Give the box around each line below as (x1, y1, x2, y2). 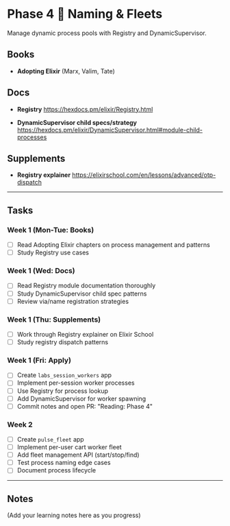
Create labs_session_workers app (16, 371, 112, 379)
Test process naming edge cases (16, 459, 111, 467)
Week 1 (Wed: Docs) (7, 266, 75, 276)
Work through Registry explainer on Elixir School (16, 330, 154, 338)
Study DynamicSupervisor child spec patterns (16, 289, 147, 298)
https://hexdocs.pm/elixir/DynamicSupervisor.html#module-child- (16, 125, 203, 134)
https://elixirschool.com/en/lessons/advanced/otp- (71, 171, 216, 179)
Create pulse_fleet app (16, 435, 84, 443)
